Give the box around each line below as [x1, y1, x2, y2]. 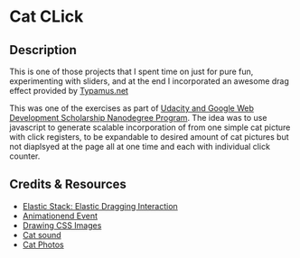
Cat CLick [9, 6, 84, 27]
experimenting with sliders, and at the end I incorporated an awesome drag [9, 76, 289, 87]
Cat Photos [22, 239, 65, 250]
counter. [9, 151, 41, 161]
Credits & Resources [9, 177, 127, 192]
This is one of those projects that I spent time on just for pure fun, [9, 66, 254, 77]
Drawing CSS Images [22, 219, 102, 231]
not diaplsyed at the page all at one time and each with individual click [9, 142, 271, 152]
